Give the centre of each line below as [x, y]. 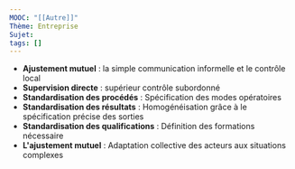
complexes [43, 155]
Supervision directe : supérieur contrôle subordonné [121, 88]
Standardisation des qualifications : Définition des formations [138, 127]
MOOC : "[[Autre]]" [44, 18]
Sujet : [22, 34]
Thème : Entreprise [44, 26]
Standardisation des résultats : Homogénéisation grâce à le [135, 107]
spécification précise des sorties [83, 117]
